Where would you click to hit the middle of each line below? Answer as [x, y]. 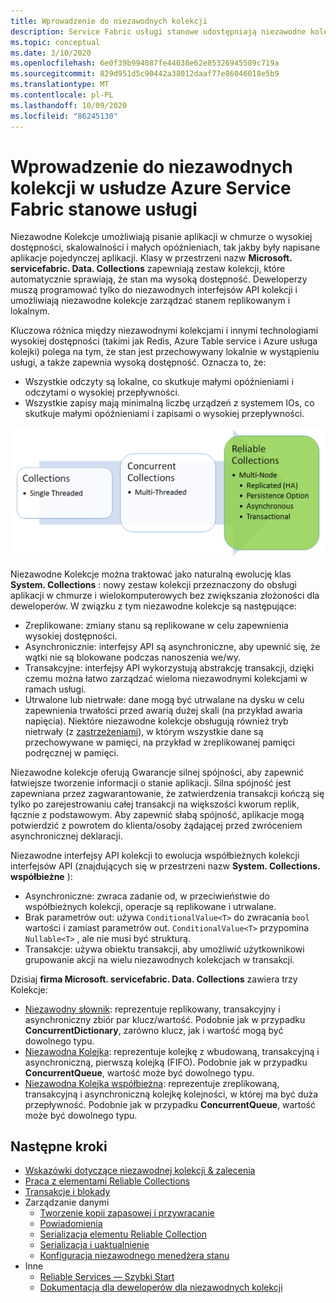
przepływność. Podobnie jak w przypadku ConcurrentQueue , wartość [170, 1104]
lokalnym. [30, 311]
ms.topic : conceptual [55, 42]
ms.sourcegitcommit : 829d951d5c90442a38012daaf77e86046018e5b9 [145, 74]
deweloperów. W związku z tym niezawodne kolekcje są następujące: [153, 606]
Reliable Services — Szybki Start [107, 1277]
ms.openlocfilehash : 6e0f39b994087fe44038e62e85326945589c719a [145, 63]
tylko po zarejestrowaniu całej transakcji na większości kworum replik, [155, 804]
